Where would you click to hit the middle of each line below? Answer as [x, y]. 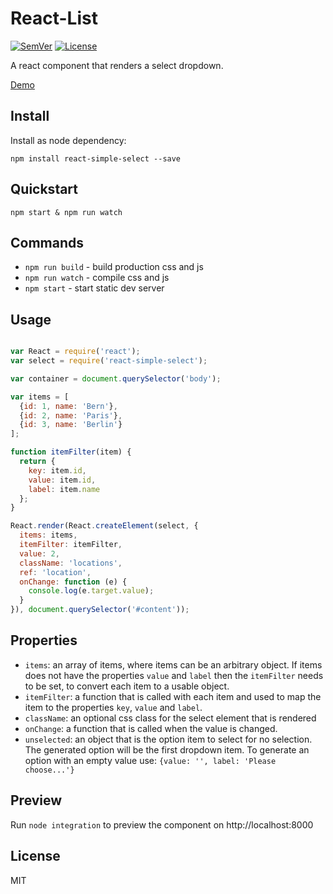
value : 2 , [39, 553]
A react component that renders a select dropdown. [117, 65]
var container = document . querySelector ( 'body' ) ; [116, 378]
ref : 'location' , [55, 572]
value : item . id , [62, 480]
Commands [47, 242]
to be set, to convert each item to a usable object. [127, 686]
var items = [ [40, 397]
